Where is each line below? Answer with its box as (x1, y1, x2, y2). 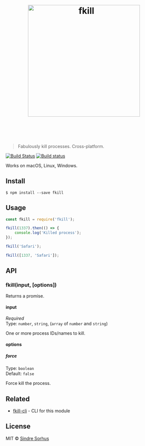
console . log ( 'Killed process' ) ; (14, 230, 81, 235)
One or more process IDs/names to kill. (5, 330, 86, 336)
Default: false (5, 371, 34, 376)
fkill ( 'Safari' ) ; (5, 244, 42, 249)
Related (5, 394, 30, 403)
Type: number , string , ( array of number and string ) (5, 320, 108, 326)
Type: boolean (5, 366, 34, 372)
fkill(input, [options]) (5, 282, 57, 289)
